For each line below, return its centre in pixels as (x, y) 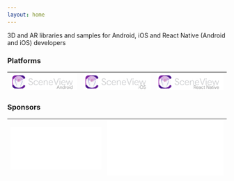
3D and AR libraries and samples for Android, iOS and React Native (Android (116, 35)
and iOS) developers (37, 42)
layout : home (26, 15)
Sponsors (24, 107)
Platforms (24, 60)
